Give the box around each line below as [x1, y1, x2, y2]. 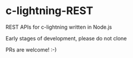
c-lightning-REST [5, 4, 93, 18]
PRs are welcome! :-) [5, 46, 57, 53]
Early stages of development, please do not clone [5, 35, 127, 42]
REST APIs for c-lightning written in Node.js [5, 23, 112, 30]
